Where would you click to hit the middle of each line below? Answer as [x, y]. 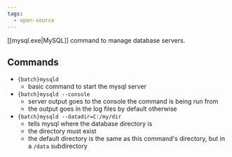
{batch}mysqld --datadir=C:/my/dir [69, 117]
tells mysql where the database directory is [90, 124]
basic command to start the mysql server [87, 87]
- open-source [34, 20]
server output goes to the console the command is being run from [123, 102]
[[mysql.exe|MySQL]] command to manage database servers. [96, 40]
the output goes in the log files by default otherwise [102, 109]
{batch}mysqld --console [54, 95]
